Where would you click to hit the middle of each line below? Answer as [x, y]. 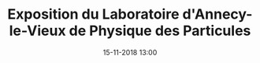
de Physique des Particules [160, 31]
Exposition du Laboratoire [93, 14]
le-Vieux [37, 31]
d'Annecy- [217, 14]
